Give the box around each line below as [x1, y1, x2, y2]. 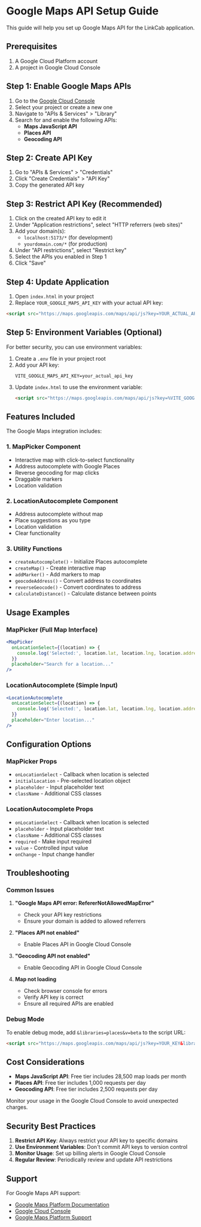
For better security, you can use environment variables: [6, 343, 142, 351]
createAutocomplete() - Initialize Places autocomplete [14, 558, 148, 565]
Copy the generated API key [14, 181, 85, 188]
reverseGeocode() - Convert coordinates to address [14, 583, 142, 591]
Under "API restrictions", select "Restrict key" [14, 247, 127, 254]
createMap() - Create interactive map [14, 564, 106, 571]
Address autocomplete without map [14, 510, 103, 517]
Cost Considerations [6, 1057, 85, 1067]
